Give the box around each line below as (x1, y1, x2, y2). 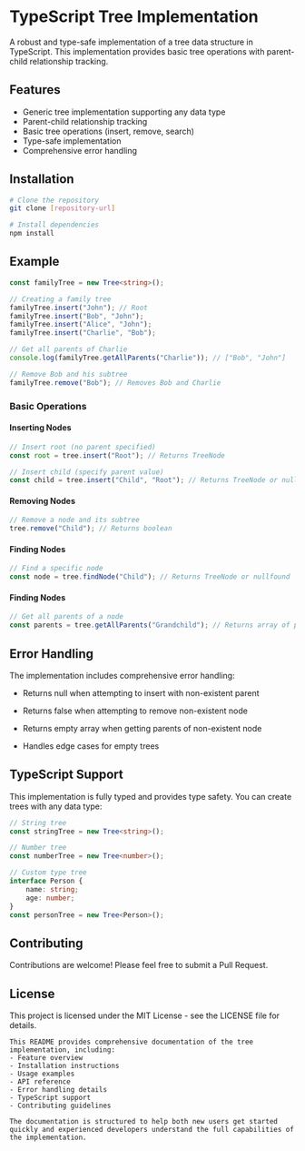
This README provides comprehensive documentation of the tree (9, 1037, 254, 1047)
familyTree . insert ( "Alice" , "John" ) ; (9, 320, 152, 329)
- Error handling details (9, 1085, 107, 1095)
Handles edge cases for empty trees (22, 740, 160, 752)
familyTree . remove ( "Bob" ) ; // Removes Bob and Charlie (9, 378, 221, 388)
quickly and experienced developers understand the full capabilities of (9, 1126, 295, 1135)
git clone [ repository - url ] (9, 204, 116, 213)
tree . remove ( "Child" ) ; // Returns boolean (9, 524, 172, 533)
